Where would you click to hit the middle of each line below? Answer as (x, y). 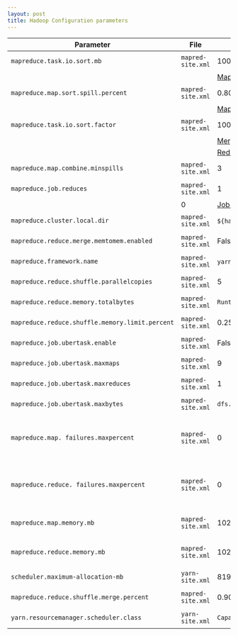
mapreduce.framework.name (55, 261)
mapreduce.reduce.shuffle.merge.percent (80, 597)
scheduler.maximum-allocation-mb (67, 576)
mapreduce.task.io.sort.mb (56, 61)
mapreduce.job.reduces (49, 188)
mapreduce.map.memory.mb (53, 523)
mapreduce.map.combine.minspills (67, 168)
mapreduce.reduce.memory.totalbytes (73, 302)
